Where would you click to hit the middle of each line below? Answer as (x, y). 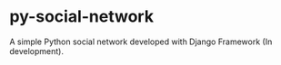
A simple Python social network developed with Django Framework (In (141, 42)
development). (36, 51)
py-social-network (82, 17)
